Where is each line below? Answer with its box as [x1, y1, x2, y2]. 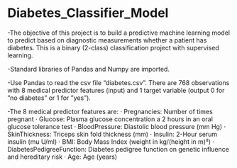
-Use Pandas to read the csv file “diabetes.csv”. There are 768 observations [7, 78, 230, 86]
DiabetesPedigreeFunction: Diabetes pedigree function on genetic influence [7, 145, 229, 153]
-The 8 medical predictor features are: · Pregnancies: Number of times [7, 107, 213, 116]
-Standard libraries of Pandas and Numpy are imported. [7, 65, 170, 73]
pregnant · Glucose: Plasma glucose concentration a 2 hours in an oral [7, 115, 213, 123]
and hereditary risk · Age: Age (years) [7, 152, 118, 161]
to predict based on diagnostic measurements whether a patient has [7, 35, 207, 44]
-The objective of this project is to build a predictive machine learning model [7, 28, 231, 37]
